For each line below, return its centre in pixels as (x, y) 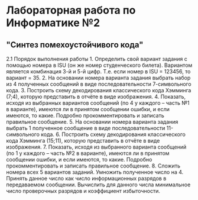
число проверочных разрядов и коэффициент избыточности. (83, 191)
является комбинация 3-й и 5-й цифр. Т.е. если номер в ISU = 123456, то (98, 71)
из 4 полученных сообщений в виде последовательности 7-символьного (99, 84)
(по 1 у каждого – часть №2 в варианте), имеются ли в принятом (88, 153)
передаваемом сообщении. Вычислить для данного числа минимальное (98, 185)
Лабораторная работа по (71, 10)
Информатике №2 (53, 23)
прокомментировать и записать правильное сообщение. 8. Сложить (93, 166)
